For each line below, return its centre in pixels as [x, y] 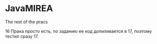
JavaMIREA [29, 8]
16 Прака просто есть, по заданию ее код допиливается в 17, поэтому [78, 31]
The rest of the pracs [27, 22]
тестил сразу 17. [22, 36]
